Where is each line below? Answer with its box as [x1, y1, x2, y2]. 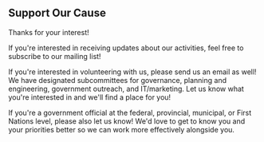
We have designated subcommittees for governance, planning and [8, 75, 227, 85]
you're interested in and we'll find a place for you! [8, 92, 171, 102]
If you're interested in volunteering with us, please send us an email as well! [8, 67, 257, 77]
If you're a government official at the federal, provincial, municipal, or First [8, 108, 252, 117]
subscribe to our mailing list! [8, 51, 101, 61]
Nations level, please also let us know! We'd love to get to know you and [8, 116, 246, 126]
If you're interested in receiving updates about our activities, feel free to [8, 43, 244, 53]
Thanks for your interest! [8, 27, 89, 37]
